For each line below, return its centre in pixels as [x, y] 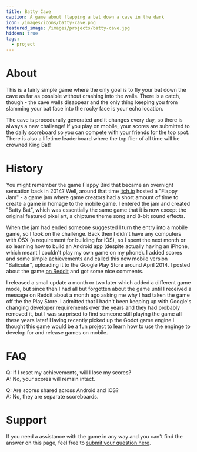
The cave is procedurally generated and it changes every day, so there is [94, 120]
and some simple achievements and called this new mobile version [87, 259]
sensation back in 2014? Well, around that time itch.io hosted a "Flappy [92, 191]
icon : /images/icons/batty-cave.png [51, 22]
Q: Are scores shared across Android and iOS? [62, 390]
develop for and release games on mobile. [57, 332]
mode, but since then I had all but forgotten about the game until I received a [99, 289]
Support [26, 420]
